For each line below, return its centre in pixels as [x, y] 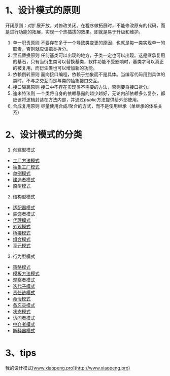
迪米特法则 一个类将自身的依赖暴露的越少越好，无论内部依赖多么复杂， [87, 93]
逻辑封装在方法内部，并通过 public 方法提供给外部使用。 [84, 99]
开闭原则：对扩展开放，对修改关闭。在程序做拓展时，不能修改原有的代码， [83, 25]
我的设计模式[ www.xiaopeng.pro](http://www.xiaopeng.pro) [68, 368]
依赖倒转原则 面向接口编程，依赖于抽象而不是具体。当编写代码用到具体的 [89, 74]
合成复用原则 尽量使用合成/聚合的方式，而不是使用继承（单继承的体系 [85, 106]
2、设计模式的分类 [44, 135]
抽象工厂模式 [26, 167]
